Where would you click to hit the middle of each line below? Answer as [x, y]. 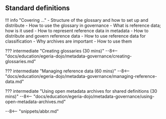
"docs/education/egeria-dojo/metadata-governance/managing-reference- [81, 76]
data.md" [15, 81]
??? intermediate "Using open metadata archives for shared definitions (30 [81, 91]
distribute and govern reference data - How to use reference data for [76, 36]
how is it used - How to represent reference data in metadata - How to [77, 30]
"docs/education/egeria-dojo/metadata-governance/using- [94, 96]
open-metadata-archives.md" [35, 102]
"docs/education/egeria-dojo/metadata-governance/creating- [69, 56]
